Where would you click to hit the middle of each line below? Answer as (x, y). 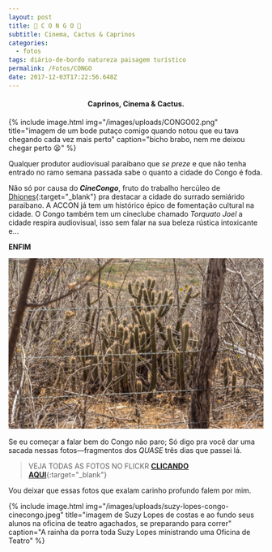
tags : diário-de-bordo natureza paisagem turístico (97, 60)
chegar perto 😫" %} (42, 148)
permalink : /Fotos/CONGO (50, 69)
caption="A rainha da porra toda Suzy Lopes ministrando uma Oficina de (130, 532)
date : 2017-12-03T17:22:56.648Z (63, 77)
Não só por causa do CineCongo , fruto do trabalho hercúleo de (115, 188)
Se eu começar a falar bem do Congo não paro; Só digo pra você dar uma (132, 442)
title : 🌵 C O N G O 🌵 (45, 26)
